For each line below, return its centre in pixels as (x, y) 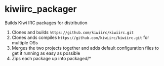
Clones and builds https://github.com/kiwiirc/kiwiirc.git (73, 32)
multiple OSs (25, 42)
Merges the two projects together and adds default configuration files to (85, 48)
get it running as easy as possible (46, 53)
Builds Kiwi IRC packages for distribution (46, 23)
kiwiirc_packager (41, 9)
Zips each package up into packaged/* (51, 58)
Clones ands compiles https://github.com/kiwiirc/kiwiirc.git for (80, 37)
